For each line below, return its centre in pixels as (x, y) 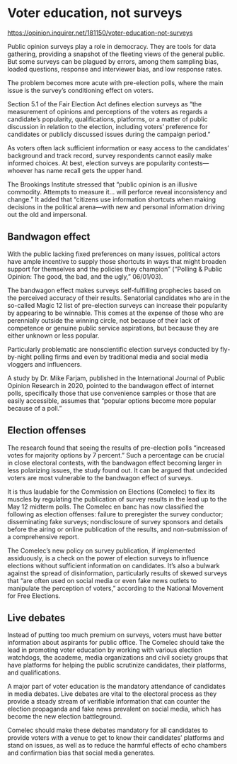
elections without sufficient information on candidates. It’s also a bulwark (114, 565)
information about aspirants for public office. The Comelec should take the (116, 643)
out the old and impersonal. (47, 214)
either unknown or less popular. (53, 336)
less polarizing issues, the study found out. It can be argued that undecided (117, 470)
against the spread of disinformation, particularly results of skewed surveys (117, 573)
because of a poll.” (35, 408)
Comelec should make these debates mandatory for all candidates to (108, 730)
